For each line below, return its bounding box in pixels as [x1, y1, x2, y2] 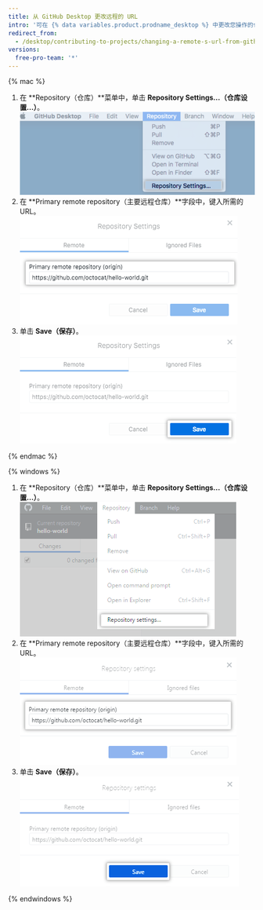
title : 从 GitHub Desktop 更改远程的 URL [8, 13, 139, 20]
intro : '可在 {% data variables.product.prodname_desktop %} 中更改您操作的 [8, 20, 254, 29]
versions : [8, 46, 41, 54]
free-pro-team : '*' [15, 54, 79, 62]
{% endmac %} [8, 451, 58, 461]
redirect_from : [8, 29, 58, 37]
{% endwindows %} [8, 894, 73, 904]
